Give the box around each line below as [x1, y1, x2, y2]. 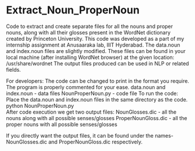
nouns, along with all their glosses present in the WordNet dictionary [6, 29, 171, 36]
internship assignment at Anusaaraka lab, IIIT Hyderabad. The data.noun [6, 41, 180, 48]
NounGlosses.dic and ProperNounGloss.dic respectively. [6, 138, 143, 145]
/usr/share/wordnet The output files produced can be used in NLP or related [6, 59, 189, 67]
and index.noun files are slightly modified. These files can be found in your [6, 47, 186, 54]
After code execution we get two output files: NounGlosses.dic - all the [6, 108, 177, 115]
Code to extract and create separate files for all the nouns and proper [6, 23, 173, 30]
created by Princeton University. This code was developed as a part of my [6, 35, 184, 42]
